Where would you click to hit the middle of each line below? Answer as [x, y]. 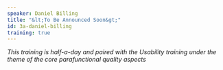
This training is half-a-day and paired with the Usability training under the [112, 52]
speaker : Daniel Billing [43, 13]
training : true [29, 33]
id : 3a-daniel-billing [39, 26]
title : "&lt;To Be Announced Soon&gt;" [64, 20]
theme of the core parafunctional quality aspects [77, 60]
